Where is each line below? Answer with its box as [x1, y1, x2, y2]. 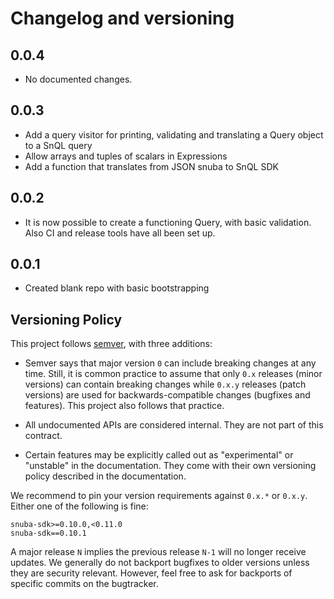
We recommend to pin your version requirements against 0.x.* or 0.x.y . [10, 490, 308, 502]
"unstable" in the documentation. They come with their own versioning [24, 460, 317, 472]
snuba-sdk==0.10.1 [10, 528, 87, 539]
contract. [24, 430, 63, 442]
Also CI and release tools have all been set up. [24, 227, 216, 239]
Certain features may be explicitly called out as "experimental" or [24, 449, 294, 461]
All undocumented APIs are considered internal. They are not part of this [24, 419, 324, 431]
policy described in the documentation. [24, 470, 187, 482]
